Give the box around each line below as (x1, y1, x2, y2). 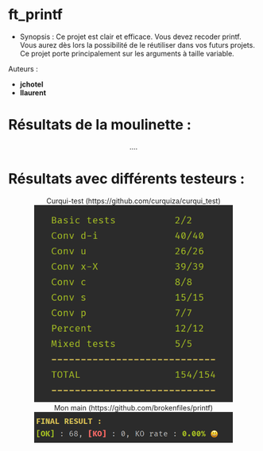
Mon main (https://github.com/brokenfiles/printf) (54, 403, 213, 412)
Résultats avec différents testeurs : (8, 170, 245, 188)
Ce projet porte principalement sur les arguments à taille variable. (19, 48, 234, 58)
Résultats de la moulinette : (8, 116, 192, 134)
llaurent (19, 87, 46, 97)
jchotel (19, 79, 44, 89)
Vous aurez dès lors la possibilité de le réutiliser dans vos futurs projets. (19, 40, 256, 49)
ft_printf (8, 6, 64, 24)
